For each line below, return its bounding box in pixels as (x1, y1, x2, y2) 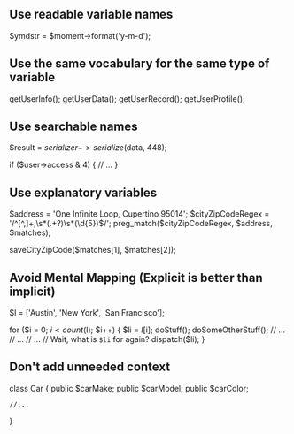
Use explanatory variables (9, 185, 158, 200)
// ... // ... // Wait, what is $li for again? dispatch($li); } (9, 334, 205, 345)
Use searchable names (9, 119, 139, 134)
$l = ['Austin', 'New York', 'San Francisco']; (9, 308, 166, 318)
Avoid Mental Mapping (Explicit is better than (9, 270, 263, 286)
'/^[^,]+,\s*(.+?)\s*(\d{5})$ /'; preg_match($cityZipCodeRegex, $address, (9, 218, 273, 229)
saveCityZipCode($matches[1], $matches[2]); (9, 245, 177, 255)
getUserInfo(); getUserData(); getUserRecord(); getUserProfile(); (9, 93, 245, 104)
